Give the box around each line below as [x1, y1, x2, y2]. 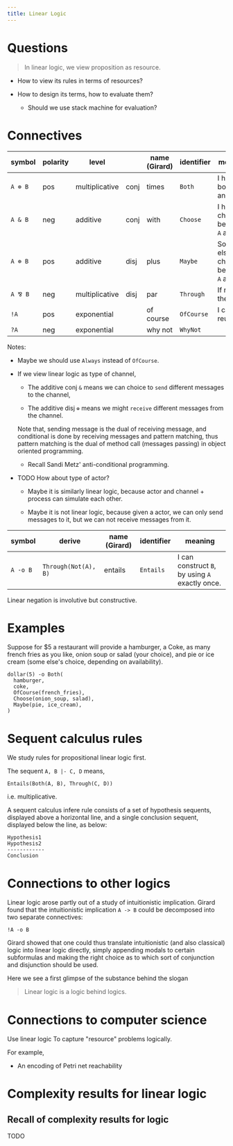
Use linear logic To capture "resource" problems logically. [7, 1035, 172, 1043]
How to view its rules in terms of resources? [17, 76, 144, 85]
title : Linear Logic [7, 10, 67, 17]
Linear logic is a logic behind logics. [24, 988, 127, 996]
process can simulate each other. [27, 494, 123, 503]
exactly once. [178, 578, 222, 588]
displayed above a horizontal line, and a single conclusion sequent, [7, 813, 199, 822]
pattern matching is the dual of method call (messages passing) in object [17, 439, 227, 447]
